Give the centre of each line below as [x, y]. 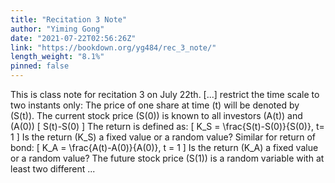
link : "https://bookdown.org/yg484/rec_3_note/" [113, 47]
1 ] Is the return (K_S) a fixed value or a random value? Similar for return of [163, 137]
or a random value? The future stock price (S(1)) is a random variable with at [167, 158]
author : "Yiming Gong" [57, 29]
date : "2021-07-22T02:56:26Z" [73, 38]
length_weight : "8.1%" [57, 57]
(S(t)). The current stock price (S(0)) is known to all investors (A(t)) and [156, 115]
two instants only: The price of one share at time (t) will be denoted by [155, 105]
